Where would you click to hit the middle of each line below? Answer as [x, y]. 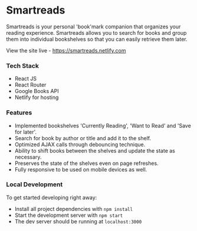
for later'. [26, 132]
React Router [30, 85]
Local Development [35, 184]
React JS [26, 79]
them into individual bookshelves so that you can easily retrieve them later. [97, 39]
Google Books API [37, 91]
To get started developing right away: [52, 197]
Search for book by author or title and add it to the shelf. [83, 138]
